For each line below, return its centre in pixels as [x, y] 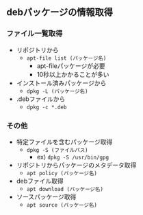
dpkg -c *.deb [47, 107]
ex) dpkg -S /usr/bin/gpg [73, 157]
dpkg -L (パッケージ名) [57, 91]
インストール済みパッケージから [61, 83]
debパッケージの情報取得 [60, 12]
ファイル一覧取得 [35, 34]
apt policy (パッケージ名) [62, 173]
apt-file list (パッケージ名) [66, 58]
